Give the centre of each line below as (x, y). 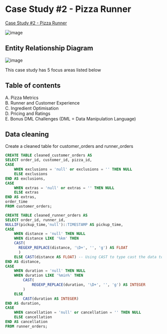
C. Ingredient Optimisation (32, 108)
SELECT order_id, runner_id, (35, 220)
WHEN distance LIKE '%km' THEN (46, 238)
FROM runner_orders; (27, 326)
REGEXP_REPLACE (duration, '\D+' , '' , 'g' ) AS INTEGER (88, 285)
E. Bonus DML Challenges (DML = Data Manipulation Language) (71, 118)
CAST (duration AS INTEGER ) (51, 299)
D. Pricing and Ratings (28, 113)
